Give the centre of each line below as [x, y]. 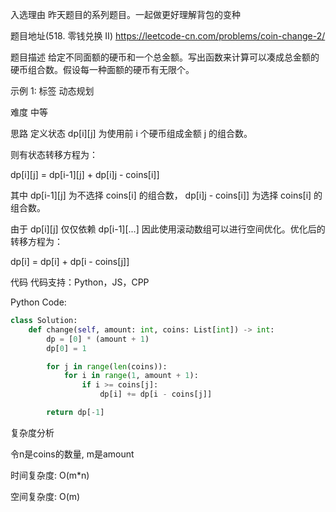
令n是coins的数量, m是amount [72, 454]
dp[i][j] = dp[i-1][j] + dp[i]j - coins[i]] [85, 174]
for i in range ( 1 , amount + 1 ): [131, 376]
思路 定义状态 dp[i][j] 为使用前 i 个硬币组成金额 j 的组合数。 [131, 133]
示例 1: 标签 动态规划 [52, 91]
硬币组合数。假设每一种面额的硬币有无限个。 [102, 69]
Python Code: [38, 302]
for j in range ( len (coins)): [107, 366]
